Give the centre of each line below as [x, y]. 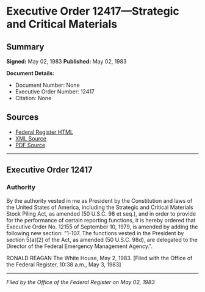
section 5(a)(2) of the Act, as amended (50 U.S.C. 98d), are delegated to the [102, 239]
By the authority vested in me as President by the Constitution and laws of [99, 200]
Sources [23, 117]
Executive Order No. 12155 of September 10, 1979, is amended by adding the [102, 227]
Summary [25, 47]
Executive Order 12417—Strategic [93, 11]
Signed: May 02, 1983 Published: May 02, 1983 [67, 61]
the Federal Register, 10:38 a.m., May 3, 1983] [64, 265]
